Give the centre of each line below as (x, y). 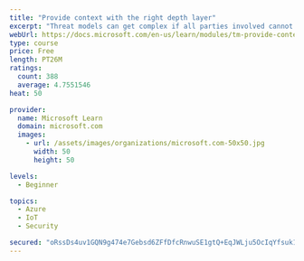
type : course (34, 43)
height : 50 (54, 160)
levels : (24, 176)
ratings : (26, 69)
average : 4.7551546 (54, 85)
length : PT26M (36, 60)
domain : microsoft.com (60, 126)
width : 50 (52, 152)
